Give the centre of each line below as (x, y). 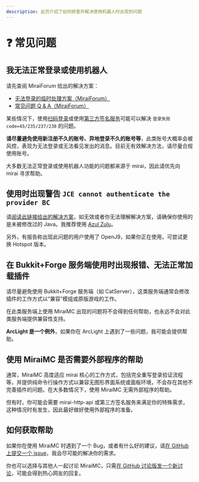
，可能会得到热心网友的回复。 (48, 473)
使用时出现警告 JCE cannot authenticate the (88, 194)
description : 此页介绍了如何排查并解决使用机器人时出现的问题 (74, 12)
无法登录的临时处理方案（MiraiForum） (62, 98)
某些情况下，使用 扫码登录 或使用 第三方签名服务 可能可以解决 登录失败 (88, 118)
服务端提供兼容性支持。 (40, 319)
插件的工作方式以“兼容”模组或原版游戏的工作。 (63, 299)
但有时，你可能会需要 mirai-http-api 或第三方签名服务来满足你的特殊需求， (97, 402)
